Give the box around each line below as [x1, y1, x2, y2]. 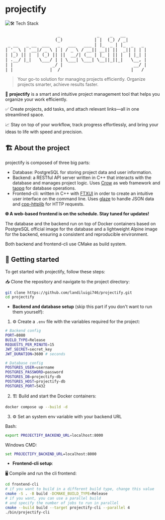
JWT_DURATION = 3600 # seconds [5, 351, 66, 356]
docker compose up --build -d [5, 404, 68, 409]
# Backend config [5, 328, 41, 334]
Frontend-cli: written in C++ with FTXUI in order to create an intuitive [12, 190, 153, 196]
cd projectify [5, 295, 35, 300]
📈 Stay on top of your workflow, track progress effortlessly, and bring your [5, 121, 159, 128]
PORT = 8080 [5, 333, 26, 338]
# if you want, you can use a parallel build [5, 496, 101, 501]
